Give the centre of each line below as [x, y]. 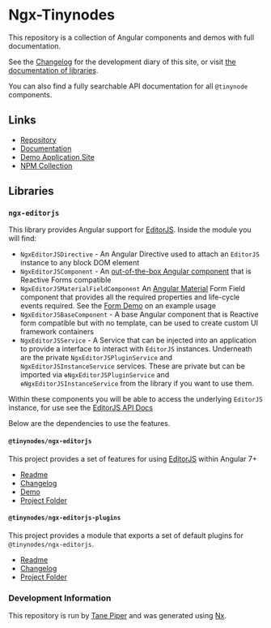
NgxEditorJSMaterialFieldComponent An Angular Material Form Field [132, 289]
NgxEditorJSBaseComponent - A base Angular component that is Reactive [139, 315]
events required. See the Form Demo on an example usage [118, 306]
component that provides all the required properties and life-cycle [130, 297]
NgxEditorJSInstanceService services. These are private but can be [132, 366]
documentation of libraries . [53, 70]
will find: [23, 239]
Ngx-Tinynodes [62, 15]
